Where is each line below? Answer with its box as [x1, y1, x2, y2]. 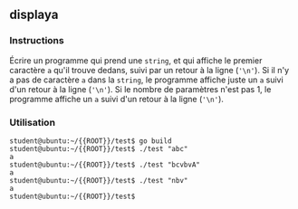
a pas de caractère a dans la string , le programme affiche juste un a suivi [9, 74, 284, 85]
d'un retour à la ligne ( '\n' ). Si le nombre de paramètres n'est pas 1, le [9, 83, 272, 94]
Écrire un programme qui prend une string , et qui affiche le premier [9, 54, 263, 66]
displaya [9, 7, 59, 23]
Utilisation [9, 116, 56, 128]
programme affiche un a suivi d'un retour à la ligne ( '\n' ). [9, 93, 225, 104]
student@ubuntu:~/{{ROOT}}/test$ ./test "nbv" [9, 176, 188, 185]
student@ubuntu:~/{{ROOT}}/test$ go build [9, 136, 172, 146]
